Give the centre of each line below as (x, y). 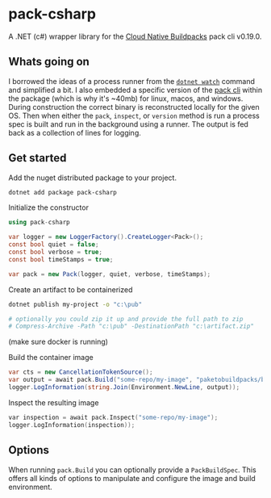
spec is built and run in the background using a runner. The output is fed (128, 124)
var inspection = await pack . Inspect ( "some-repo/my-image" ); (113, 417)
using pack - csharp (39, 223)
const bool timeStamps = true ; (61, 259)
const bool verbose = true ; (56, 252)
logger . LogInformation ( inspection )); (72, 425)
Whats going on (49, 62)
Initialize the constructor (48, 207)
